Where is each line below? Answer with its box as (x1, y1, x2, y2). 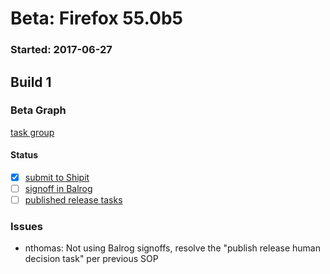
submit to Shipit (24, 172, 90, 183)
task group (10, 126, 55, 138)
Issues (10, 220, 44, 234)
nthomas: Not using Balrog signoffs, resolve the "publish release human (24, 242, 322, 254)
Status (10, 149, 39, 161)
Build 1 (10, 73, 52, 91)
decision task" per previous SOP (24, 253, 159, 265)
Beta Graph (10, 103, 67, 117)
